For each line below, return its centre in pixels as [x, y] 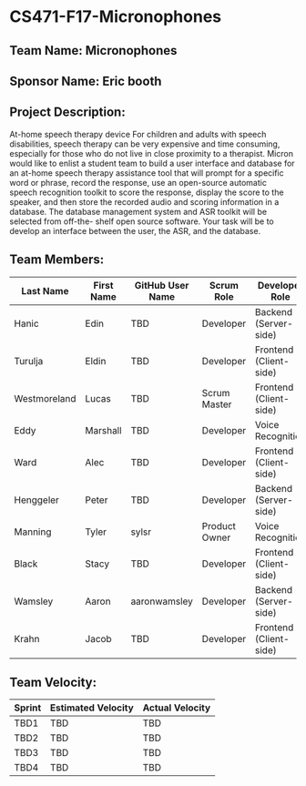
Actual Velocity [177, 708]
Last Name [45, 291]
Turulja [29, 361]
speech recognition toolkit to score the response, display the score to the [147, 192]
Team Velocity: [53, 682]
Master [217, 404]
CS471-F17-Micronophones [116, 17]
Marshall [103, 430]
